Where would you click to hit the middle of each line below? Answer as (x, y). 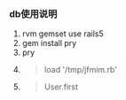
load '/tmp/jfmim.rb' (81, 70)
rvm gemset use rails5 (63, 34)
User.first (61, 87)
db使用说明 (33, 13)
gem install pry (49, 43)
